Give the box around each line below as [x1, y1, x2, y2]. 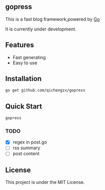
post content [12, 151, 40, 157]
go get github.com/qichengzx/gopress [5, 88, 86, 93]
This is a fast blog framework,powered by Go [5, 16, 100, 22]
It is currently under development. [5, 26, 76, 32]
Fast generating [12, 54, 46, 60]
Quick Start [5, 102, 42, 111]
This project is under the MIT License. [5, 179, 85, 185]
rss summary [12, 145, 41, 151]
